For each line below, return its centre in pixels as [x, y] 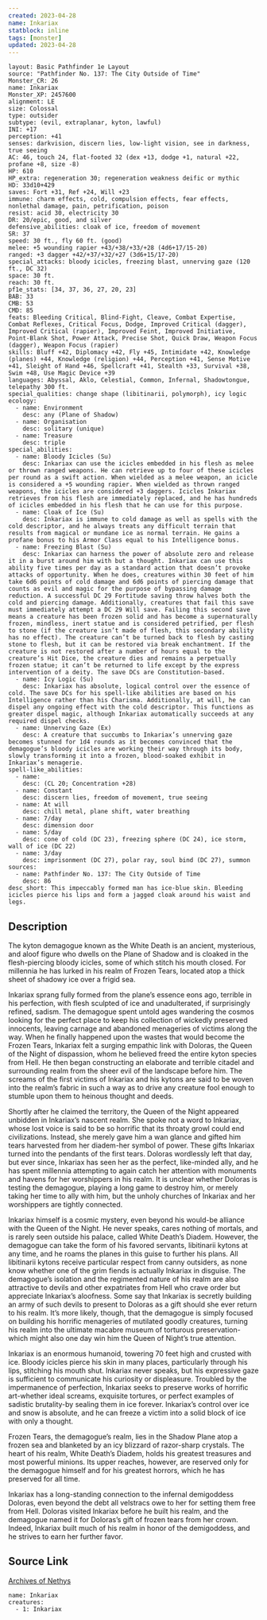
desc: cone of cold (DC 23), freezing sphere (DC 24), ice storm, [135, 840]
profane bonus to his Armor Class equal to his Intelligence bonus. [124, 540]
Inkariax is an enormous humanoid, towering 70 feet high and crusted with [130, 1354]
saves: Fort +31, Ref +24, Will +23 [69, 192]
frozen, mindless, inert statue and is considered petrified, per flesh [131, 624]
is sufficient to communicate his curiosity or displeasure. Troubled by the [128, 1379]
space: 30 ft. [32, 276]
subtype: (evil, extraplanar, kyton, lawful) [85, 123]
